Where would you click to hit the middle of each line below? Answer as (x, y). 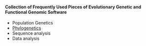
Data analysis (26, 39)
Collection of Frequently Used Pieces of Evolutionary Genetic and (73, 7)
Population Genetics (33, 23)
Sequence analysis (31, 33)
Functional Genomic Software (36, 12)
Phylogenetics (27, 28)
